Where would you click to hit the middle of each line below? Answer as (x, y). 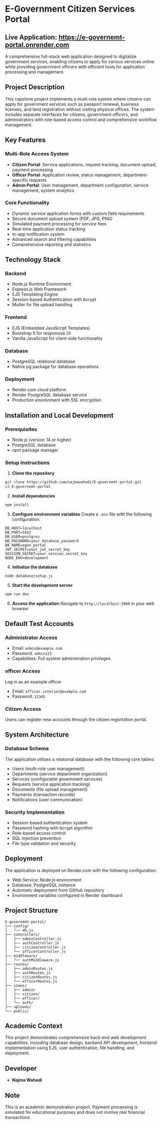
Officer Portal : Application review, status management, (67, 175)
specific (20, 180)
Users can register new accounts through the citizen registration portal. (76, 720)
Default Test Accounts (39, 624)
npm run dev (17, 594)
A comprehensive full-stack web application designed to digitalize (71, 56)
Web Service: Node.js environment (47, 880)
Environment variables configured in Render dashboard (67, 895)
